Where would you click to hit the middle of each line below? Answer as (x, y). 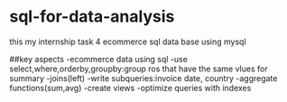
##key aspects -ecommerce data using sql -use (98, 59)
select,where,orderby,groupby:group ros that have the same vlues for (139, 69)
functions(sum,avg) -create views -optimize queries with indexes (130, 88)
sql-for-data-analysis (92, 17)
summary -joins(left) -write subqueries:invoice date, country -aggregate (143, 78)
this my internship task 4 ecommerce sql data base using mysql (128, 42)
